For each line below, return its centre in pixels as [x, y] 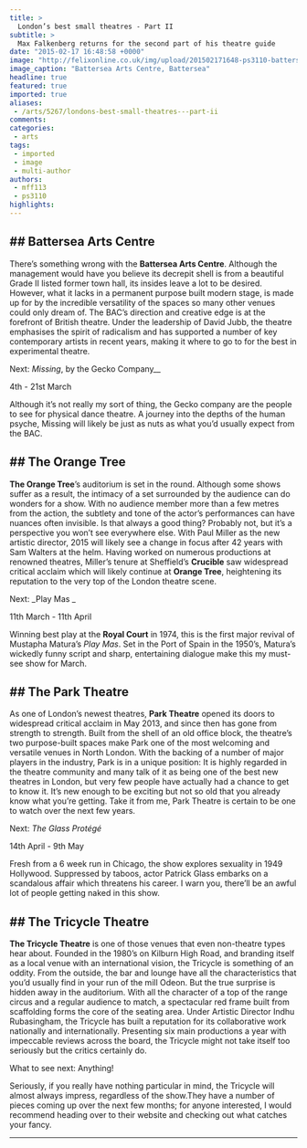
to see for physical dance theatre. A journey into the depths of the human [148, 414]
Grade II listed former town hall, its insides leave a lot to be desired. [136, 283]
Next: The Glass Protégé [56, 828]
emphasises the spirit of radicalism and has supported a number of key [143, 332]
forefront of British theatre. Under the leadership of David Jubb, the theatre [151, 321]
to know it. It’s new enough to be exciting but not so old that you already [145, 792]
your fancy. [31, 1125]
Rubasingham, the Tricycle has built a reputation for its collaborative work [148, 1022]
